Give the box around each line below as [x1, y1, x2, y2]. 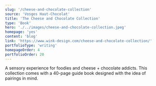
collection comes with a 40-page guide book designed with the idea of [5, 71, 146, 76]
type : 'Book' [5, 20, 31, 26]
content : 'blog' [5, 34, 38, 39]
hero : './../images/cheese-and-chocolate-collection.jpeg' [5, 25, 127, 30]
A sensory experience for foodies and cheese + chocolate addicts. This [5, 65, 147, 71]
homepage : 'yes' [5, 29, 38, 34]
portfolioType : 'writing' [5, 43, 57, 48]
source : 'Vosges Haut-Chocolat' [5, 12, 70, 16]
